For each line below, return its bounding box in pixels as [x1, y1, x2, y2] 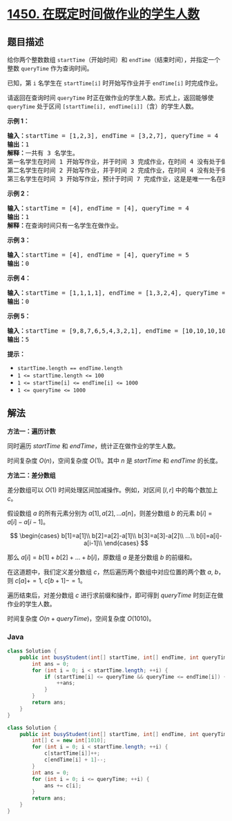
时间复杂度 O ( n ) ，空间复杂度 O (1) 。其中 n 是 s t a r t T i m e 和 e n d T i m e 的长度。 [7, 456, 222, 465]
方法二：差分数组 [7, 471, 56, 479]
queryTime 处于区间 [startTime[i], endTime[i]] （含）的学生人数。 [7, 102, 198, 110]
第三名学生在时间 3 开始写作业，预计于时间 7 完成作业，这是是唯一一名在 [7, 175, 223, 183]
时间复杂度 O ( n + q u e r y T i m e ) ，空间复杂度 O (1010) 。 [7, 614, 155, 622]
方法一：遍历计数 [7, 427, 56, 435]
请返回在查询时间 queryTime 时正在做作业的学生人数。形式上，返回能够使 [7, 94, 214, 102]
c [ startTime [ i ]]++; [43, 750, 100, 757]
